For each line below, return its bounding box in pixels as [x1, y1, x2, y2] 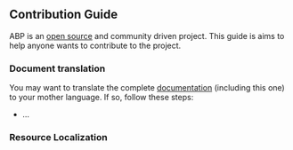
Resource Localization [9, 131, 109, 144]
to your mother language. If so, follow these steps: [9, 92, 194, 103]
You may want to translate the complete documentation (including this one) [9, 83, 285, 93]
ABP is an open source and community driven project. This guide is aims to [9, 30, 285, 41]
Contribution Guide [9, 7, 118, 22]
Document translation [9, 62, 106, 75]
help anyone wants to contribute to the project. [9, 40, 182, 51]
